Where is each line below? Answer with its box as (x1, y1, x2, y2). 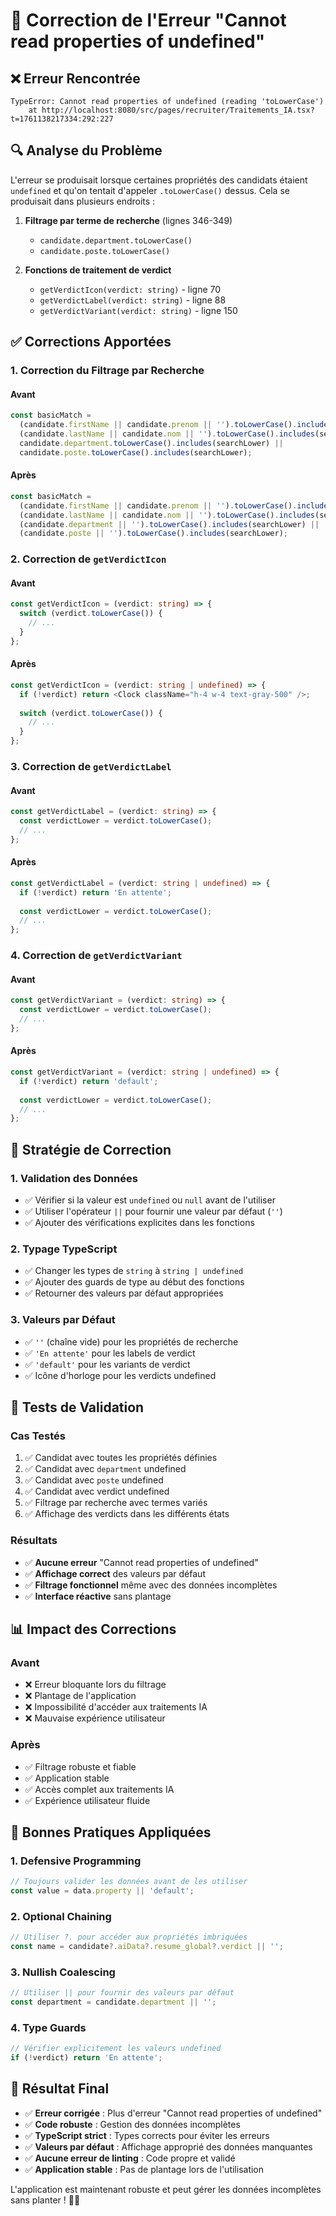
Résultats (10, 1534, 58, 1548)
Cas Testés (10, 1429, 66, 1443)
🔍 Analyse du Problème (10, 142, 163, 159)
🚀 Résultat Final (10, 2080, 110, 2098)
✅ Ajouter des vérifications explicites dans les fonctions (24, 1216, 255, 1228)
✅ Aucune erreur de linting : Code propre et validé (24, 2152, 236, 2164)
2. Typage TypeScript (10, 1242, 118, 1256)
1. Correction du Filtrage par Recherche (10, 364, 205, 378)
